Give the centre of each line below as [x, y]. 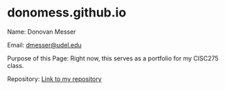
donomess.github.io [67, 13]
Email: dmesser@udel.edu [44, 45]
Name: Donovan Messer [42, 32]
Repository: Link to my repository [54, 79]
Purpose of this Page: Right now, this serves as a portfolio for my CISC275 [113, 58]
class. [16, 65]
